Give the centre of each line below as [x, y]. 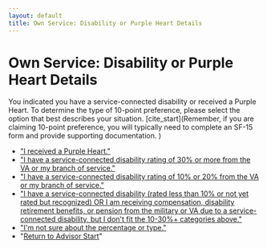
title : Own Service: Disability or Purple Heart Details [105, 23]
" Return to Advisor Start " [61, 236]
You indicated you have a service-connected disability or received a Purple [132, 102]
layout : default [35, 16]
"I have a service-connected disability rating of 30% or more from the [135, 160]
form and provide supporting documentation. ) [85, 136]
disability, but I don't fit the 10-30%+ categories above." [150, 219]
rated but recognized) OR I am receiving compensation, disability [127, 202]
